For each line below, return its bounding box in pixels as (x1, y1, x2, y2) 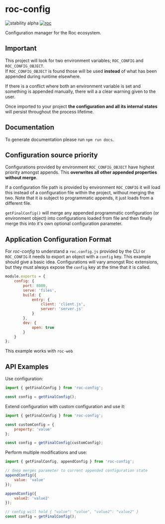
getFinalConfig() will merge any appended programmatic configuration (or (5, 210, 160, 216)
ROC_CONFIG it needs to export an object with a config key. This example (5, 254, 151, 260)
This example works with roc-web (5, 348, 73, 354)
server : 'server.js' (40, 306, 83, 312)
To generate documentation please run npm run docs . (5, 136, 114, 142)
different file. (5, 200, 31, 206)
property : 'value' (14, 427, 52, 432)
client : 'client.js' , (40, 302, 85, 307)
